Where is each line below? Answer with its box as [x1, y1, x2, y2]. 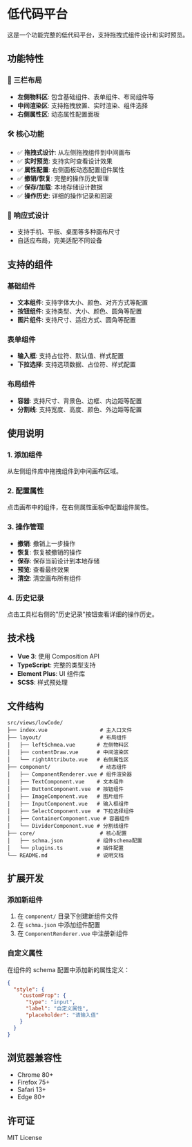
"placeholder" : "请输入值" [25, 1012, 99, 1019]
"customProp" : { [19, 992, 67, 999]
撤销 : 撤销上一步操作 [17, 539, 76, 547]
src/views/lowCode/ [7, 719, 64, 726]
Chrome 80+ [17, 1071, 54, 1079]
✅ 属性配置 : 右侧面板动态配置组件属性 [17, 165, 125, 173]
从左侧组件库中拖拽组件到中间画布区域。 [7, 467, 122, 475]
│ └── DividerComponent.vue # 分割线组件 [7, 822, 129, 829]
